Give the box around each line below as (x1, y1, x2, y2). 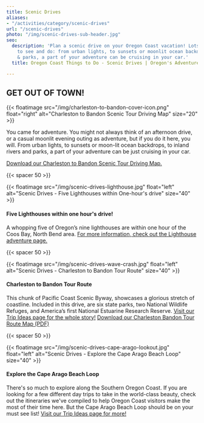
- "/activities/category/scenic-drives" (6, 20, 110, 26)
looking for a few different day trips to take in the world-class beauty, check (6, 390, 196, 397)
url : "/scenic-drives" (6, 26, 64, 32)
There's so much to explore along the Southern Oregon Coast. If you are (6, 384, 187, 391)
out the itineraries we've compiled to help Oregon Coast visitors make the (6, 397, 190, 404)
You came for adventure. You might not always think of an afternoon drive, (6, 128, 192, 136)
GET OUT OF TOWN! (6, 88, 85, 98)
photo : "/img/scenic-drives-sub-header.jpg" (6, 32, 121, 38)
